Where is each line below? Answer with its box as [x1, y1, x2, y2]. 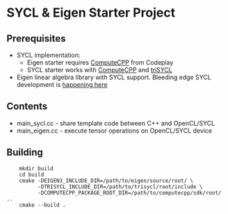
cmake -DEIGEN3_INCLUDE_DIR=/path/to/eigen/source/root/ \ [19, 177, 194, 184]
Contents [6, 101, 48, 113]
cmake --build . [19, 201, 67, 208]
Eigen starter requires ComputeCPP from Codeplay [26, 58, 174, 67]
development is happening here [16, 81, 108, 88]
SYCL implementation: [16, 51, 81, 59]
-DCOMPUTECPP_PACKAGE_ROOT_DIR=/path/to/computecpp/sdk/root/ [37, 189, 222, 196]
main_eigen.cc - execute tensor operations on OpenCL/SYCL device [16, 126, 213, 135]
